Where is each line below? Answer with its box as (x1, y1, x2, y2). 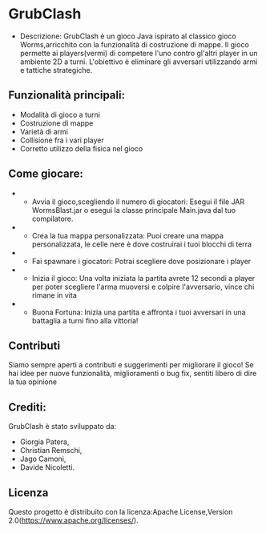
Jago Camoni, (19, 454, 66, 464)
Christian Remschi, (19, 446, 83, 455)
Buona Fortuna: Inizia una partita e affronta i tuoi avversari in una (31, 307, 246, 317)
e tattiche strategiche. (19, 65, 93, 74)
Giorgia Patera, (19, 437, 70, 447)
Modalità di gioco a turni (19, 110, 100, 119)
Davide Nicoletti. (19, 463, 75, 472)
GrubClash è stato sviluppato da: (8, 422, 117, 431)
